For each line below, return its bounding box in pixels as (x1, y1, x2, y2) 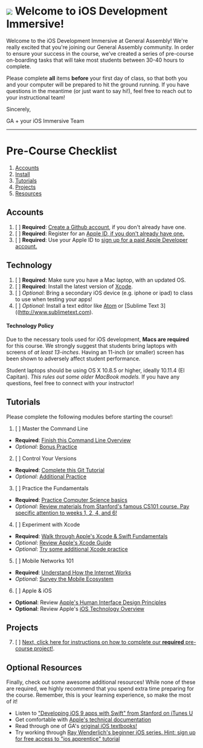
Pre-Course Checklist (6, 144, 118, 158)
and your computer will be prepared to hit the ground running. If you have (6, 80, 189, 88)
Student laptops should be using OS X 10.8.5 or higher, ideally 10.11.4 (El (6, 366, 185, 374)
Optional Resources (6, 662, 83, 672)
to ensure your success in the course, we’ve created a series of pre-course (6, 50, 194, 57)
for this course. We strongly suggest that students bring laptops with (6, 342, 177, 349)
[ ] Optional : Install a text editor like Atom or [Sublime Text (14, 302, 159, 309)
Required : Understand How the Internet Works (14, 568, 132, 576)
